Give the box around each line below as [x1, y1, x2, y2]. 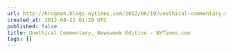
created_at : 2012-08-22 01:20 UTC [7, 17, 107, 23]
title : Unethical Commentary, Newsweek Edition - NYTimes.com [7, 29, 191, 36]
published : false [7, 23, 58, 30]
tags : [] [7, 36, 33, 43]
